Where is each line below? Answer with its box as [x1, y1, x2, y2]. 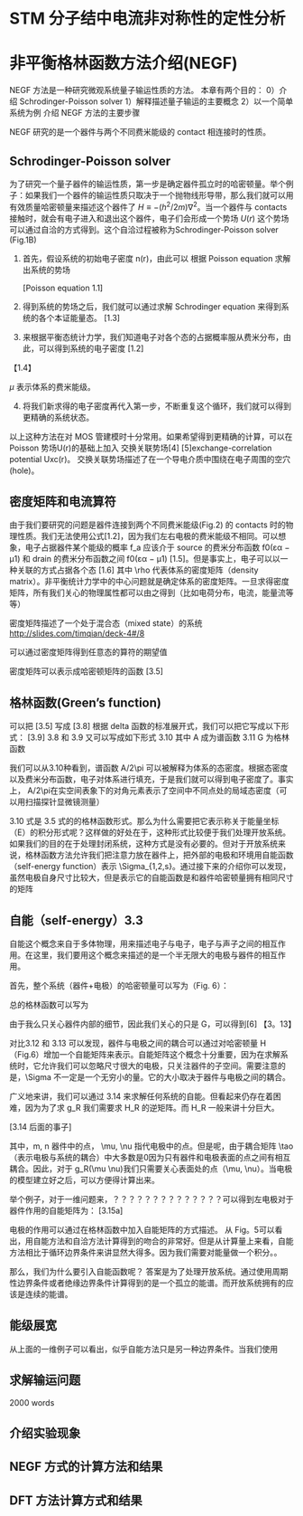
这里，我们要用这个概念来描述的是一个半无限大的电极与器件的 [32, 950, 262, 961]
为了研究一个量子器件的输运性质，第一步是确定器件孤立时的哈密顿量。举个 [9, 178, 286, 189]
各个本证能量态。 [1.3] [38, 312, 120, 323]
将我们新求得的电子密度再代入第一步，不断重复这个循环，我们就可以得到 [22, 400, 291, 412]
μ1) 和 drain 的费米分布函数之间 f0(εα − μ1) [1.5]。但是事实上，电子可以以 [9, 554, 281, 564]
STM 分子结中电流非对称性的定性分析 [9, 8, 286, 29]
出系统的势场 [22, 264, 70, 275]
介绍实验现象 [9, 1426, 81, 1441]
